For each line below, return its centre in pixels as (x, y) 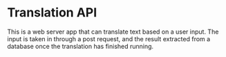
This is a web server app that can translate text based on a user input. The (113, 32)
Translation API (52, 13)
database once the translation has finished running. (81, 46)
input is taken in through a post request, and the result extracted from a (109, 38)
